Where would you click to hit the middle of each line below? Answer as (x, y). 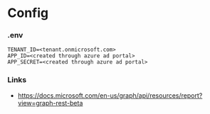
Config (28, 13)
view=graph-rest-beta (50, 103)
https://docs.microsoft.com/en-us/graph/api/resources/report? (110, 95)
